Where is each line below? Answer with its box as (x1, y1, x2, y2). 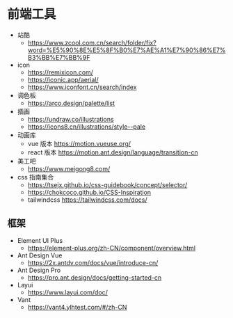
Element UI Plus (17, 236, 63, 244)
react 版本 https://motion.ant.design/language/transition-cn (27, 148, 198, 157)
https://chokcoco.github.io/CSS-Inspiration (27, 188, 152, 196)
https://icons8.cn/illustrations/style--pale (27, 122, 146, 131)
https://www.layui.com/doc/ (27, 288, 108, 296)
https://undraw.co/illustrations (27, 115, 114, 123)
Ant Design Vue (17, 251, 63, 260)
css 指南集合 (17, 173, 54, 181)
